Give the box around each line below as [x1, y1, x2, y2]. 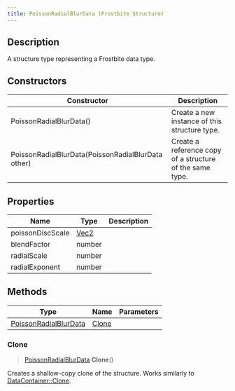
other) [10, 158, 31, 168]
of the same [171, 163, 211, 172]
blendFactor [10, 240, 51, 249]
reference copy [171, 145, 222, 155]
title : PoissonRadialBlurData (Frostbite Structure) [7, 10, 164, 18]
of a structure [171, 154, 216, 164]
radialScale [10, 251, 48, 261]
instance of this [171, 116, 222, 126]
